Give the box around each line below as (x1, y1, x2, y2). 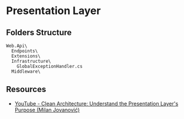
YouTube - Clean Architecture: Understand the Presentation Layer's (14, 100, 179, 107)
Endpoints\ (11, 48, 38, 54)
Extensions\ (11, 53, 41, 59)
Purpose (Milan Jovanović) (14, 106, 80, 113)
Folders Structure (6, 28, 72, 38)
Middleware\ (11, 69, 41, 74)
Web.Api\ (6, 43, 28, 49)
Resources (6, 84, 46, 94)
